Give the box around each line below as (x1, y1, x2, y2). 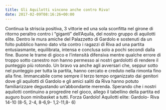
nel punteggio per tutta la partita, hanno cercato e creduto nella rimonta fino (5, 67, 162, 73)
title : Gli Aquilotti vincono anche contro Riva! (5, 7, 111, 12)
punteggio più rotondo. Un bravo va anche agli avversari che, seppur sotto (5, 62, 158, 68)
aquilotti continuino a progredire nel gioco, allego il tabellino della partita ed (5, 89, 160, 95)
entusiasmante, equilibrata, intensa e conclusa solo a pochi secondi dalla (5, 47, 156, 53)
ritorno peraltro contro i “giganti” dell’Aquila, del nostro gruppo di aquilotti (5, 31, 156, 37)
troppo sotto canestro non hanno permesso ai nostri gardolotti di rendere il (5, 57, 159, 63)
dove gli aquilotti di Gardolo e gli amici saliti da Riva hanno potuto (5, 78, 139, 84)
